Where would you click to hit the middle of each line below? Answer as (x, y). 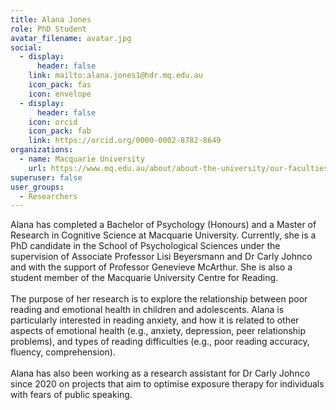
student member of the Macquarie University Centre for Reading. (144, 278)
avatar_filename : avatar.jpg (71, 38)
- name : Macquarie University (82, 159)
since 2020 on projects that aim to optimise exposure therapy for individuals (167, 384)
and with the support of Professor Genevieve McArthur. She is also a (151, 267)
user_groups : (37, 187)
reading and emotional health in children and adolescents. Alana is (147, 310)
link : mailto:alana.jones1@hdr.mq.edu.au (115, 76)
